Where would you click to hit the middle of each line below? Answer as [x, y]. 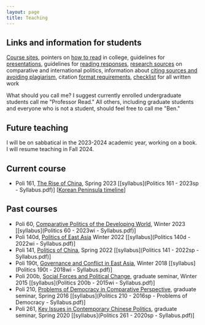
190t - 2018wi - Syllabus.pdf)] [75, 269]
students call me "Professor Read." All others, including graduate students [100, 102]
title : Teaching [27, 18]
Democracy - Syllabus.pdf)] [50, 302]
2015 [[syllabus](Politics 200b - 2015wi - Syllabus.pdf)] [85, 283]
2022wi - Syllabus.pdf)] [45, 243]
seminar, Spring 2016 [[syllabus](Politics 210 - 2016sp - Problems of [101, 296]
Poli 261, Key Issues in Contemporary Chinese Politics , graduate [96, 308]
